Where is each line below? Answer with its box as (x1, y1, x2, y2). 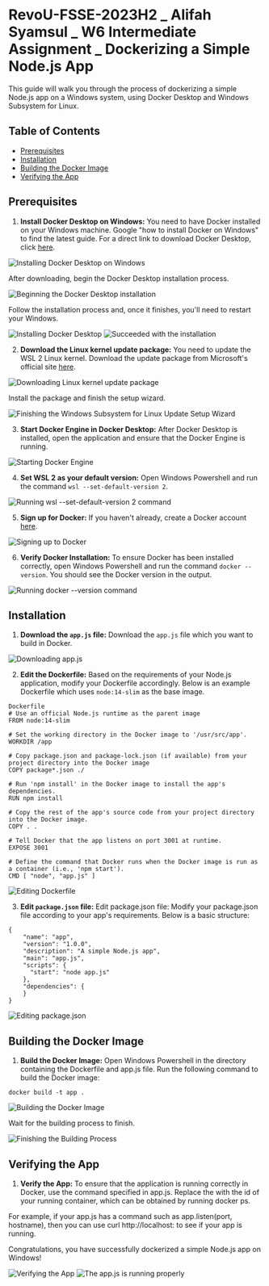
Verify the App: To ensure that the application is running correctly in (19, 1179, 249, 1188)
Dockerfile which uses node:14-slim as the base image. (19, 687, 205, 697)
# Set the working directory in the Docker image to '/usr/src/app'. (8, 731, 248, 739)
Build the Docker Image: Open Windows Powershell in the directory (19, 1056, 246, 1066)
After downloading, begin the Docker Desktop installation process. (8, 273, 229, 283)
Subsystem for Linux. (8, 101, 79, 111)
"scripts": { (23, 961, 67, 970)
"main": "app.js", (23, 954, 85, 962)
